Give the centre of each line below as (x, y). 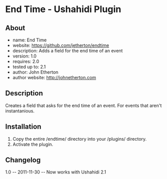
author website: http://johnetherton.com (54, 77)
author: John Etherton (35, 72)
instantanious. (20, 111)
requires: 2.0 (26, 61)
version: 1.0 (25, 56)
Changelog (23, 160)
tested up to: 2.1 (29, 67)
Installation (23, 127)
